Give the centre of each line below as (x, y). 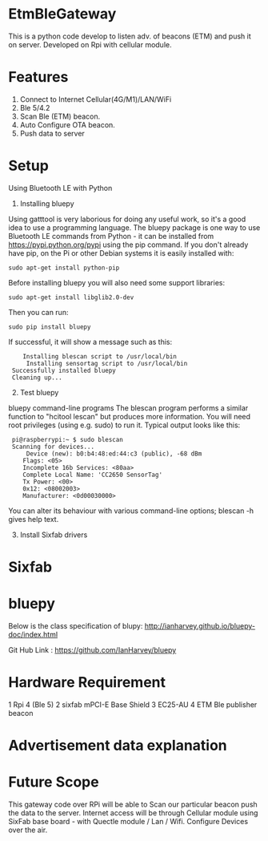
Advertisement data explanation (118, 746)
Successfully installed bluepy (64, 370)
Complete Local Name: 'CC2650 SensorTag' (92, 475)
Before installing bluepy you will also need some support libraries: (117, 282)
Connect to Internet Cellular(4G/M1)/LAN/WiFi (96, 99)
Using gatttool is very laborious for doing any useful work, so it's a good (127, 219)
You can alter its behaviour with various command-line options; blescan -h (131, 511)
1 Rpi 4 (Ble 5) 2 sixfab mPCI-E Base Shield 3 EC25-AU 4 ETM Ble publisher (133, 704)
